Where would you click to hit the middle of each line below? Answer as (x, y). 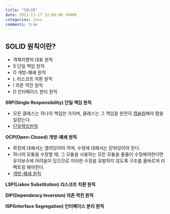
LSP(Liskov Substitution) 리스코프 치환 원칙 (51, 184)
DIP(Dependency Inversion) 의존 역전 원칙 (50, 196)
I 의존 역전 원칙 (28, 85)
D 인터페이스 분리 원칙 (35, 92)
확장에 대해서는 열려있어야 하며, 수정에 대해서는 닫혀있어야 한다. (77, 148)
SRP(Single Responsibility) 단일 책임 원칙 (49, 102)
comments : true (22, 24)
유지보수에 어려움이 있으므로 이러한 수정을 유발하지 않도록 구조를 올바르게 (86, 161)
